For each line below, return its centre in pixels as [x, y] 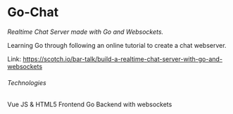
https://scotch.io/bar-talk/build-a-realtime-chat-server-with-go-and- [123, 59]
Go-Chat [33, 12]
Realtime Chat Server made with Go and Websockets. [86, 32]
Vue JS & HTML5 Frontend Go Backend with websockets [90, 104]
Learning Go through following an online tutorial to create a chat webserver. [117, 45]
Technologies [27, 82]
